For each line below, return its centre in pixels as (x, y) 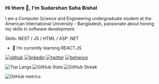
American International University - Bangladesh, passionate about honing (80, 24)
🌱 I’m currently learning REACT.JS (47, 48)
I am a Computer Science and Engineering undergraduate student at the (78, 19)
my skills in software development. (40, 29)
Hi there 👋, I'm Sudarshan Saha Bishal (51, 8)
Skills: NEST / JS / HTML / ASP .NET (42, 38)
